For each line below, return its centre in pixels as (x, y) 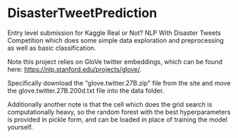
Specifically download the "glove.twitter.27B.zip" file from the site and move (119, 83)
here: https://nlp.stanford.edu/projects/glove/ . (74, 69)
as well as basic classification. (52, 48)
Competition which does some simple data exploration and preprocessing (116, 40)
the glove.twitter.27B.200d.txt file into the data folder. (86, 90)
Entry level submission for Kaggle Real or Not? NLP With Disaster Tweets (114, 33)
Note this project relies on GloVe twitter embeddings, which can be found (115, 61)
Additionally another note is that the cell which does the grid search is (110, 104)
